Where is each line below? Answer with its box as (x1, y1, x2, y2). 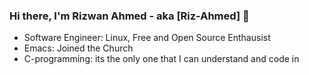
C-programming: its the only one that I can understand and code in (23, 53, 300, 65)
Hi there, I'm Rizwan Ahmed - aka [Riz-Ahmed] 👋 (9, 9, 250, 23)
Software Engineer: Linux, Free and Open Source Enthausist (23, 32, 271, 44)
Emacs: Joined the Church (23, 42, 134, 54)
